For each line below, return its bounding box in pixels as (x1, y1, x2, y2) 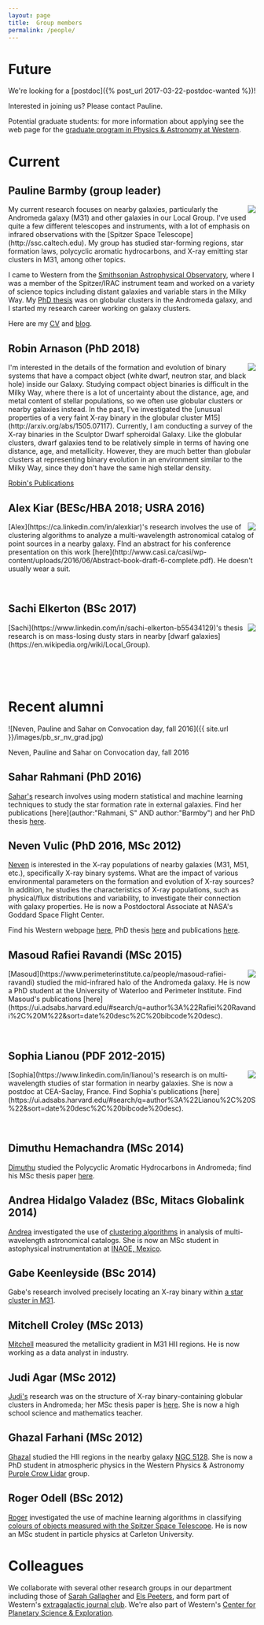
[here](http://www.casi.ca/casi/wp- (92, 547, 207, 556)
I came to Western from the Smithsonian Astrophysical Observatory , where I (8, 270, 255, 280)
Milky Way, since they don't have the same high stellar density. (8, 463, 211, 473)
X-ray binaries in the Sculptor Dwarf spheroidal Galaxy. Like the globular (8, 430, 242, 440)
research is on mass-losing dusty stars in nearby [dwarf (8, 631, 190, 640)
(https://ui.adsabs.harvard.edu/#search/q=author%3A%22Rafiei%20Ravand (8, 1003, 256, 1012)
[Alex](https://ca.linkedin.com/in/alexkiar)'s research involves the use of (8, 521, 242, 532)
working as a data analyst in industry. (8, 1348, 129, 1357)
